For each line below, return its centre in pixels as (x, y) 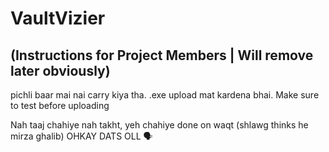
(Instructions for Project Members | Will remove (162, 55)
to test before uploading (60, 105)
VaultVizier (58, 18)
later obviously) (60, 70)
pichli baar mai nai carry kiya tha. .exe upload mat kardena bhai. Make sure (165, 95)
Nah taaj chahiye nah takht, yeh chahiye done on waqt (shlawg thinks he (159, 125)
